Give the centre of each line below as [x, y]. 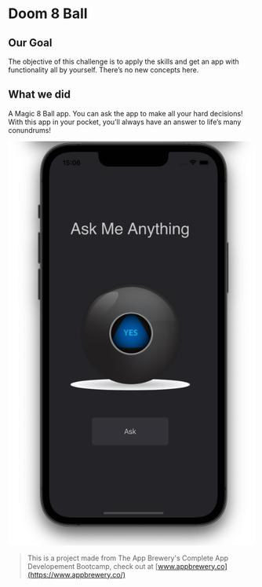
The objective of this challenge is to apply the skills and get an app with [124, 61]
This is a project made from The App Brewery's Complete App [128, 558]
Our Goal [30, 43]
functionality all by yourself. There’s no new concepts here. [104, 70]
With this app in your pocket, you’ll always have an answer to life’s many [125, 122]
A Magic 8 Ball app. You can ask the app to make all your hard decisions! [126, 113]
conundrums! [30, 130]
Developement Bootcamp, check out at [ [93, 566]
